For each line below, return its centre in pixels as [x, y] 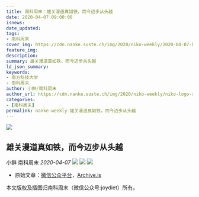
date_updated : [24, 28]
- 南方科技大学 [22, 77]
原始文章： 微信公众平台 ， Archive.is [58, 175]
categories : [21, 99]
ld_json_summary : [28, 67]
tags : [13, 34]
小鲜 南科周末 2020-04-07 [38, 163]
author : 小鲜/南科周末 [31, 89]
